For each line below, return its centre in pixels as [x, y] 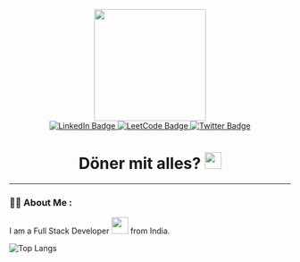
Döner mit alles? [140, 164]
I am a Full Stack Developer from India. [90, 231]
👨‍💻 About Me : [41, 202]
